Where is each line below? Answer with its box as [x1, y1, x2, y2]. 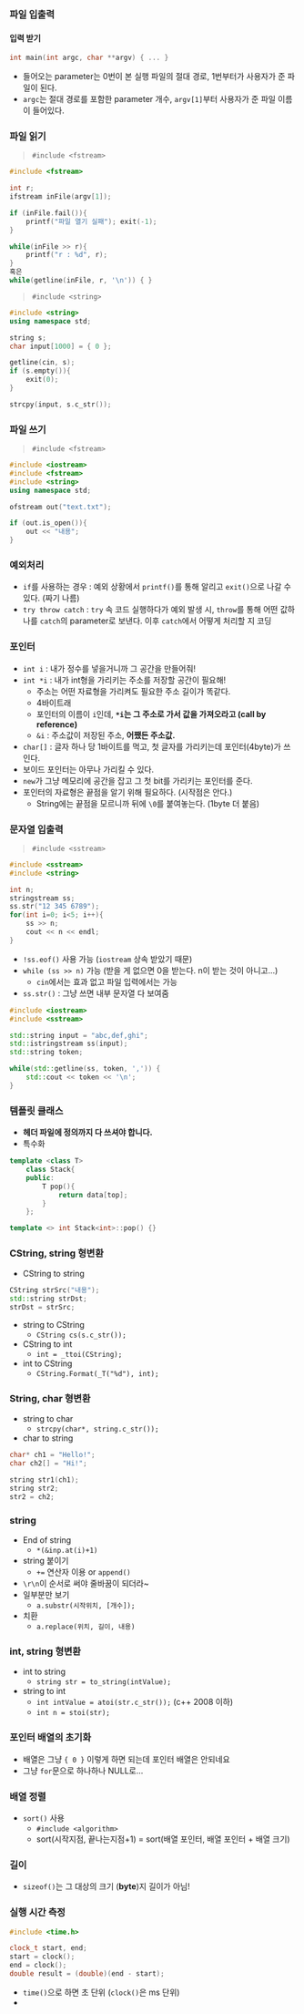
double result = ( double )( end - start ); [9, 1969, 166, 1978]
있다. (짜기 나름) [22, 592, 80, 603]
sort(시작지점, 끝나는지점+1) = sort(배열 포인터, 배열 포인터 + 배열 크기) [35, 1834, 290, 1844]
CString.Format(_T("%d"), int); [35, 1370, 159, 1379]
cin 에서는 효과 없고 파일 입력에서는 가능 [35, 976, 177, 987]
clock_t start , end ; [9, 1944, 88, 1953]
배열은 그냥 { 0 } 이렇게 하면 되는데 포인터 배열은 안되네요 [22, 1753, 230, 1764]
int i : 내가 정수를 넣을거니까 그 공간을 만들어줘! [22, 663, 197, 673]
